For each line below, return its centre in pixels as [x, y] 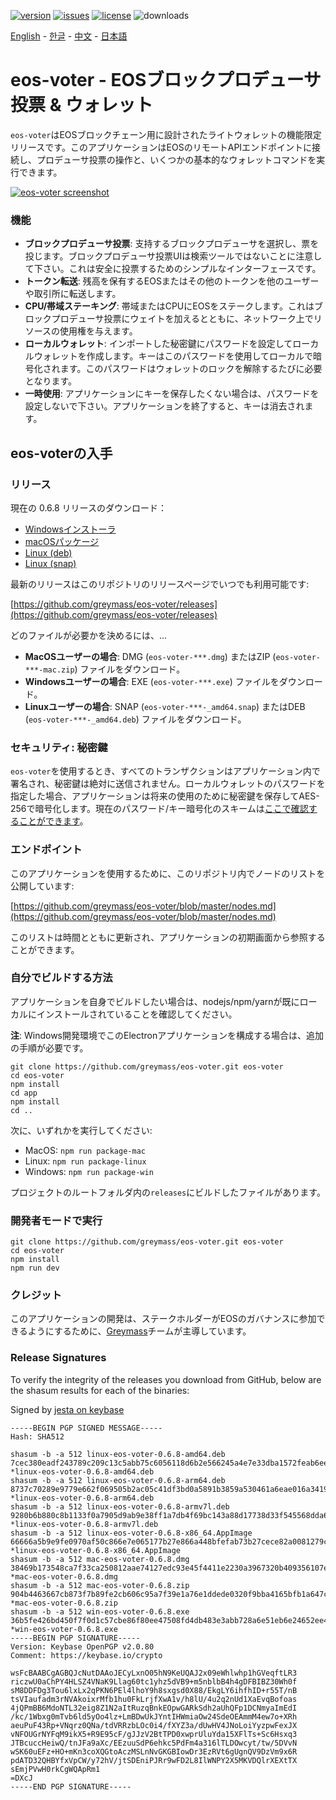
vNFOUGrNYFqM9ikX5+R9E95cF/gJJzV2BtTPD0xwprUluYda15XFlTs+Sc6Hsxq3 [154, 1734]
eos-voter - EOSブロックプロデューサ [166, 80]
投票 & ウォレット [82, 105]
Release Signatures [58, 1358]
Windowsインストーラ [70, 529]
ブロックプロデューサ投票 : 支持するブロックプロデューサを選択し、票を [172, 244]
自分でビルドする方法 [61, 978]
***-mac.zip [49, 670]
